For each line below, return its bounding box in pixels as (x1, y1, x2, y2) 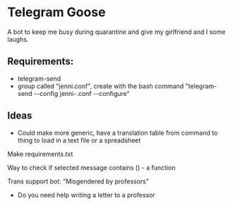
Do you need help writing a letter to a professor (17, 190, 155, 199)
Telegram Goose (7, 4, 106, 20)
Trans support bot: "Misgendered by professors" (7, 177, 150, 186)
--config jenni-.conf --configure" (34, 89, 131, 97)
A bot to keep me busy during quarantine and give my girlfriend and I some (7, 28, 226, 36)
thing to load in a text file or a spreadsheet (17, 135, 141, 145)
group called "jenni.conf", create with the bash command (17, 82, 184, 90)
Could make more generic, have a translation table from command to (17, 128, 218, 137)
